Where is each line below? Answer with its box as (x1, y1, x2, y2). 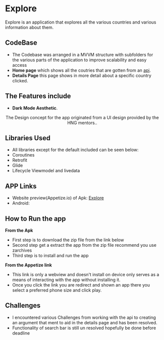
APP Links (5, 182, 37, 190)
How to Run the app (5, 214, 66, 223)
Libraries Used (5, 133, 50, 142)
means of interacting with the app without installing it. (12, 277, 121, 283)
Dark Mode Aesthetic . (12, 105, 58, 111)
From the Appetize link (5, 262, 52, 268)
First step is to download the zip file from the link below (12, 237, 124, 243)
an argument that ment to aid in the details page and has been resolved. (12, 319, 158, 325)
